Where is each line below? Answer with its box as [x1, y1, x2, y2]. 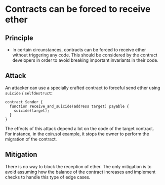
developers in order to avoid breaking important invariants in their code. [12, 57, 159, 63]
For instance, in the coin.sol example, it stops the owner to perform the [5, 131, 149, 137]
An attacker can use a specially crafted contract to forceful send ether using [5, 85, 161, 91]
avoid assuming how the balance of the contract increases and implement [5, 169, 156, 175]
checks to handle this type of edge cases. [5, 174, 90, 180]
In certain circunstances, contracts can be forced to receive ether [12, 47, 146, 52]
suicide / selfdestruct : [5, 90, 53, 96]
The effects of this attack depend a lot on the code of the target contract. [5, 125, 154, 132]
